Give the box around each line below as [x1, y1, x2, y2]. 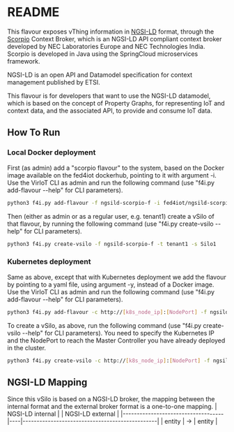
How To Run [7, 127, 61, 138]
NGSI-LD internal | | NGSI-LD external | [7, 410, 120, 418]
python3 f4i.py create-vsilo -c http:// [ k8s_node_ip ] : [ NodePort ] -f [7, 357, 210, 364]
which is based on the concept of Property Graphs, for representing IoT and [7, 99, 225, 107]
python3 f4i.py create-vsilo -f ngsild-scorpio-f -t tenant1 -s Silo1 [7, 240, 217, 247]
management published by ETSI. [7, 78, 101, 86]
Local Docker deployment [7, 147, 96, 157]
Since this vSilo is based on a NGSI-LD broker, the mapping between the [7, 395, 215, 403]
